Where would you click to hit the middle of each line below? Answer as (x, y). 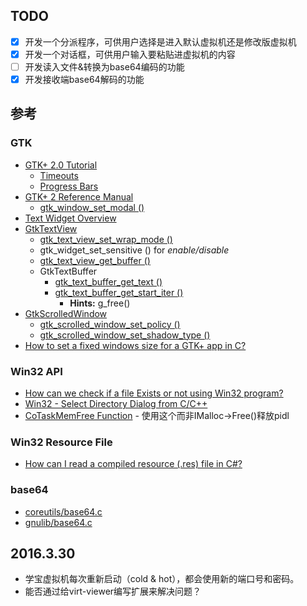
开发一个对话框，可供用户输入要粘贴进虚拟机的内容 (130, 54)
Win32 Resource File (61, 442)
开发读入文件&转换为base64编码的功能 (104, 66)
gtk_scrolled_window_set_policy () (110, 324)
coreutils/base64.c (63, 511)
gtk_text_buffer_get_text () (108, 281)
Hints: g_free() (100, 303)
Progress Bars (69, 186)
